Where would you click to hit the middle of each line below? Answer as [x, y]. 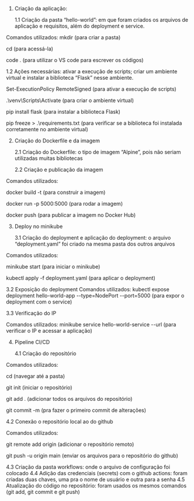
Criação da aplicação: [41, 8]
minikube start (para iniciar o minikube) [53, 267]
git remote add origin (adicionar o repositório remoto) [70, 444]
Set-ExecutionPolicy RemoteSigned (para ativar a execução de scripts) [91, 89]
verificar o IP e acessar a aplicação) [49, 331]
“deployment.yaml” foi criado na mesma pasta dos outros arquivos [95, 244]
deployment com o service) [39, 302]
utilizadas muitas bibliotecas [49, 158]
